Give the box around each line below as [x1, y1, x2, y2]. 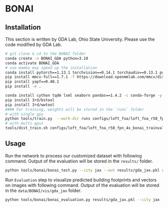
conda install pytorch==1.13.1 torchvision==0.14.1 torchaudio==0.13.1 [5, 70, 157, 75]
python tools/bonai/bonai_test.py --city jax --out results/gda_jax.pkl [5, 167, 160, 173]
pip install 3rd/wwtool [5, 102, 55, 107]
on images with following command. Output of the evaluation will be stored [5, 182, 159, 188]
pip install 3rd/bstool [5, 97, 55, 103]
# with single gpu [5, 111, 43, 117]
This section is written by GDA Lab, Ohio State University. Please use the [5, 36, 155, 42]
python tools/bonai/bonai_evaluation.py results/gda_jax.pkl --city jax [5, 197, 160, 202]
